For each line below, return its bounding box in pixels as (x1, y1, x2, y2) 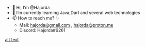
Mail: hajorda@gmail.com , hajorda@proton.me (19, 22, 113, 28)
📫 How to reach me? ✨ (12, 15, 59, 21)
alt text (5, 37, 19, 42)
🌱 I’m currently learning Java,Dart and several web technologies (12, 10, 141, 16)
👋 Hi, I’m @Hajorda (12, 5, 50, 10)
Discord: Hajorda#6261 (19, 27, 65, 33)
